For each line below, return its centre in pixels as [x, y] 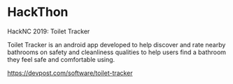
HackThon [38, 12]
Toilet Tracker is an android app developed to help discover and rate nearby [116, 44]
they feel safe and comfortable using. [61, 59]
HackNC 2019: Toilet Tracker [49, 31]
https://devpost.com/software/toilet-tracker [70, 73]
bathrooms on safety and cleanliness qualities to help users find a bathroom [116, 52]
